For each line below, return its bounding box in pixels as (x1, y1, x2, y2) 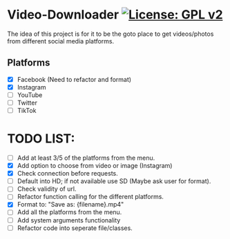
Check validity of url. (17, 185, 77, 193)
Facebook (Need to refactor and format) (17, 75, 132, 83)
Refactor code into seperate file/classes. (17, 224, 133, 232)
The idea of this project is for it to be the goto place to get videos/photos (7, 30, 214, 38)
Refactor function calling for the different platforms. (17, 193, 164, 201)
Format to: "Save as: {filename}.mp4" (17, 200, 124, 209)
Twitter (17, 98, 38, 107)
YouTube (17, 90, 43, 99)
